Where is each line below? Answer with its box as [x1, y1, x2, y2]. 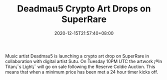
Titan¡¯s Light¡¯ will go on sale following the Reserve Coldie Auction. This [5, 63, 155, 69]
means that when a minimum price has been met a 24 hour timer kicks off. [5, 68, 158, 75]
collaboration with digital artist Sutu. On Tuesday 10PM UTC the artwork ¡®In [5, 58, 162, 64]
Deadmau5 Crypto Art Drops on [17, 3, 151, 14]
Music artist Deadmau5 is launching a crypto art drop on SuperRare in [5, 53, 149, 59]
